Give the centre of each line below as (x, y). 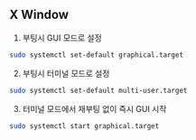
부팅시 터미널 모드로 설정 (66, 73)
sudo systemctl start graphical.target (84, 126)
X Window (39, 15)
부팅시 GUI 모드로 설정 (62, 37)
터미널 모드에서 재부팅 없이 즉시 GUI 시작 (94, 108)
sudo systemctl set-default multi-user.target (98, 90)
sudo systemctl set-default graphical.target (96, 55)
